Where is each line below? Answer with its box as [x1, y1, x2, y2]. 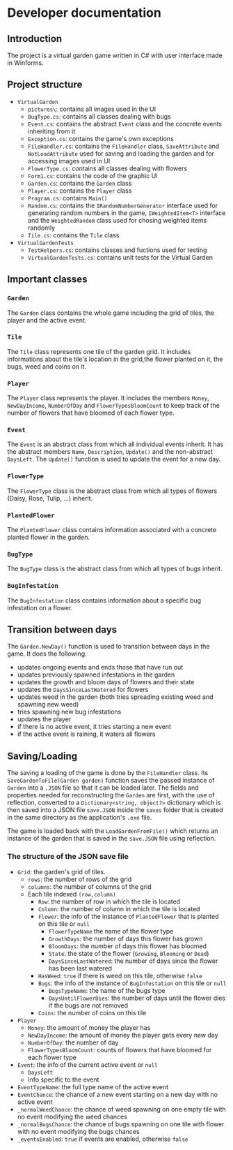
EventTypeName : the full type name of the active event [17, 1082, 169, 1091]
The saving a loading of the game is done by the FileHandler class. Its [7, 769, 209, 777]
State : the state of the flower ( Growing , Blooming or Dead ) [48, 949, 209, 957]
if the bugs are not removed [48, 1001, 129, 1010]
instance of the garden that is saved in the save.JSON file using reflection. [7, 834, 216, 843]
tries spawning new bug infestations [17, 707, 122, 716]
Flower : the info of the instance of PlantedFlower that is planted [38, 912, 219, 920]
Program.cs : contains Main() [27, 193, 108, 202]
